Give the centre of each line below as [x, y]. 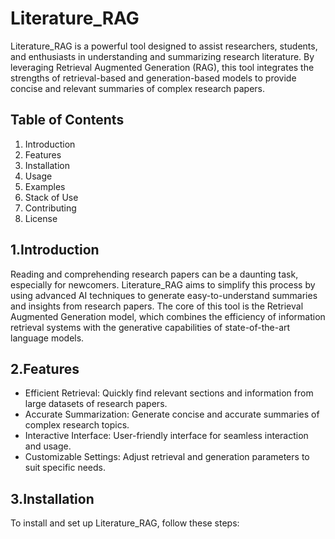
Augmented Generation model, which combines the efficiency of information [168, 316]
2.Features [45, 368]
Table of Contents [67, 120]
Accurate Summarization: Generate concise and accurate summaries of [172, 414]
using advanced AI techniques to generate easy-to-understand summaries [164, 295]
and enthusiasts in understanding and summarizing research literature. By [162, 56]
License [41, 218]
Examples [45, 186]
